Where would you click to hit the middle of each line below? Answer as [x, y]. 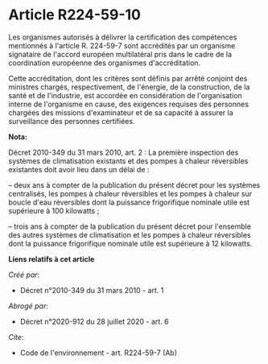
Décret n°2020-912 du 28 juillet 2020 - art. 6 [94, 321]
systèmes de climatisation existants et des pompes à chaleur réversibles [128, 161]
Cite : [16, 337]
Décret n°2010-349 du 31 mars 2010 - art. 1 [92, 290]
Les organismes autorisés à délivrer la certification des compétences [123, 37]
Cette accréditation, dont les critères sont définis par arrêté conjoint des [128, 78]
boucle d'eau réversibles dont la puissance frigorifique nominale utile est [129, 202]
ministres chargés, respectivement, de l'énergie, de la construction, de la [129, 87]
